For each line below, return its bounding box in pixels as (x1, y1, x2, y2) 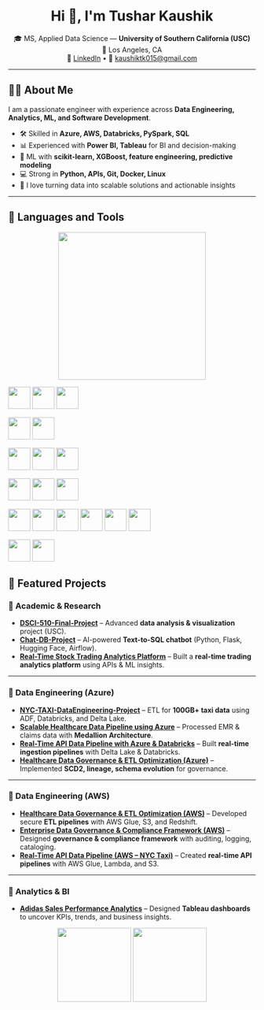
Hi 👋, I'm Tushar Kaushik (50, 7, 214, 25)
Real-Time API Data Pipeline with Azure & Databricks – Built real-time (19, 738, 250, 748)
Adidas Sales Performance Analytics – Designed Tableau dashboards (19, 904, 251, 913)
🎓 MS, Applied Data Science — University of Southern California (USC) (13, 33, 251, 43)
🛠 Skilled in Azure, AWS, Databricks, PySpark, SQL (19, 128, 190, 138)
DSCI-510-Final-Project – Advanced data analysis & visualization (19, 618, 236, 628)
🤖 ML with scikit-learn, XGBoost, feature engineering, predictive (19, 151, 233, 161)
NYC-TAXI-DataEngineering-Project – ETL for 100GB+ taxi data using (19, 705, 250, 715)
